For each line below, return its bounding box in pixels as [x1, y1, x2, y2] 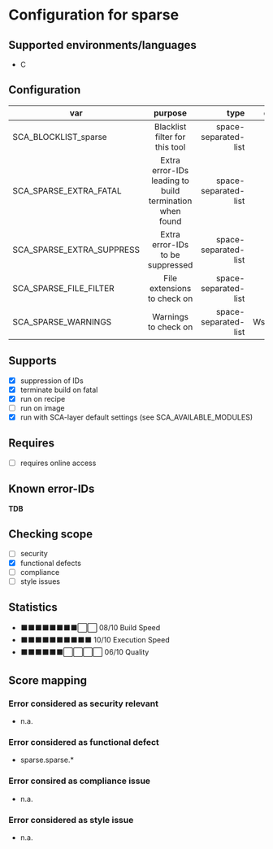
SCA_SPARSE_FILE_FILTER [12, 282, 115, 294]
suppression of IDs [19, 376, 84, 385]
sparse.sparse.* [19, 755, 75, 765]
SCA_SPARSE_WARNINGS [12, 316, 112, 327]
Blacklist [154, 120, 187, 132]
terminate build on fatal [19, 385, 98, 394]
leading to [151, 175, 189, 186]
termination [148, 195, 193, 207]
